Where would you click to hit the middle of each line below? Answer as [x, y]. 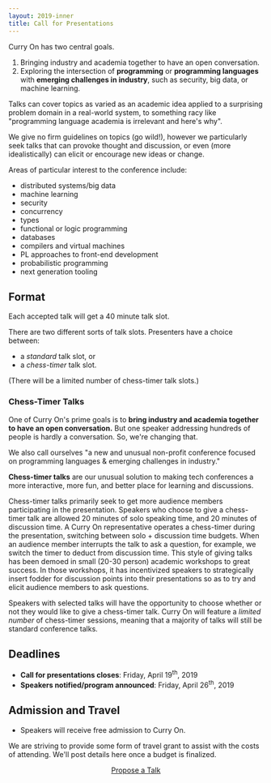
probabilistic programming [64, 263]
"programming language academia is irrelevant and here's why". [115, 121]
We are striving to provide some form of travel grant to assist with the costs [134, 746]
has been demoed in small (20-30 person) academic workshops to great [129, 561]
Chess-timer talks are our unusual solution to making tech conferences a [131, 477]
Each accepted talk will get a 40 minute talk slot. [89, 316]
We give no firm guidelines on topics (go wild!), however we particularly [128, 137]
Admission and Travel [64, 710]
